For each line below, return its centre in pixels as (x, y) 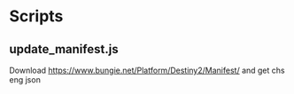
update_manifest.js (64, 49)
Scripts (36, 16)
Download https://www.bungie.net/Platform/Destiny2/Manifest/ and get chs (147, 70)
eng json (25, 80)
